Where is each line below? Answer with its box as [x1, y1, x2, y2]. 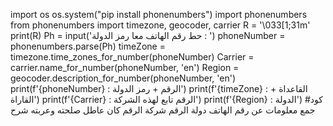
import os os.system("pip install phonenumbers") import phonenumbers [10, 9, 308, 20]
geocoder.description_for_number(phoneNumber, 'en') [10, 72, 237, 84]
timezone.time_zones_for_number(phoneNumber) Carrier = [10, 51, 255, 63]
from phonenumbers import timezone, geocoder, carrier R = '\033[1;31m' [10, 19, 311, 31]
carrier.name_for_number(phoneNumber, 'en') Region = [10, 62, 240, 73]
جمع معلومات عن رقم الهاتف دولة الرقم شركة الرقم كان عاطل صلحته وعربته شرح [10, 104, 316, 116]
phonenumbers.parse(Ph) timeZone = [10, 40, 166, 52]
